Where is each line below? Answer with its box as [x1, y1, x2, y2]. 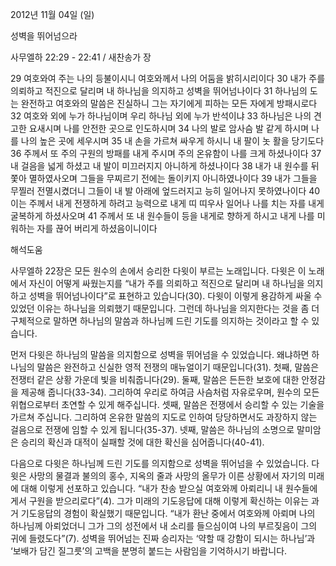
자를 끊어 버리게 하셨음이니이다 [36, 223, 158, 234]
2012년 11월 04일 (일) [10, 9, 95, 20]
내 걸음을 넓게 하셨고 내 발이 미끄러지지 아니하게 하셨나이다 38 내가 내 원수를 [10, 160, 309, 172]
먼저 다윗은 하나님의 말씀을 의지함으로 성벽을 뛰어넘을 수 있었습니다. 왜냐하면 [10, 349, 310, 360]
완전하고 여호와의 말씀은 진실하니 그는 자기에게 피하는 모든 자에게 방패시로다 [20, 98, 318, 109]
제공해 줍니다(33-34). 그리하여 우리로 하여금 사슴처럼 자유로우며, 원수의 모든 [20, 386, 320, 398]
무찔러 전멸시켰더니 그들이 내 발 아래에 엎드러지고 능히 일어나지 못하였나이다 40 [10, 185, 321, 197]
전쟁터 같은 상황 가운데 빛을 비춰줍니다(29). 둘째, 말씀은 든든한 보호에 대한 [10, 374, 300, 385]
